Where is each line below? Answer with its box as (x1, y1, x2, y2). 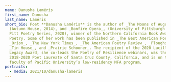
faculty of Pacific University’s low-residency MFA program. (9, 60, 142, 65)
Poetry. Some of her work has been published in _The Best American (9, 36, 158, 41)
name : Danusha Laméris (5, 7, 53, 13)
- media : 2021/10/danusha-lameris (9, 69, 83, 74)
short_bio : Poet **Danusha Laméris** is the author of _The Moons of (5, 21, 156, 27)
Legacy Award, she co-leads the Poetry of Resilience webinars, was (9, 50, 158, 55)
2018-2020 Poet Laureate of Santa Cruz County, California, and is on (9, 54, 163, 60)
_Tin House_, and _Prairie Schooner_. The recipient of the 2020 (9, 45, 152, 50)
